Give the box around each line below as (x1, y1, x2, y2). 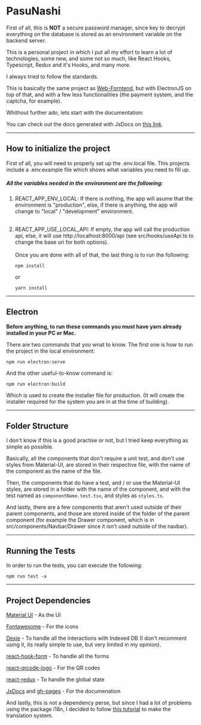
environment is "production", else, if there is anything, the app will (14, 201, 178, 208)
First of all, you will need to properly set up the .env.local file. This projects (6, 159, 190, 166)
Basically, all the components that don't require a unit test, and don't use (6, 455, 185, 462)
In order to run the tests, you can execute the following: (6, 562, 142, 569)
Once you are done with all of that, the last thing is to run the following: (14, 251, 190, 258)
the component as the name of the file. (6, 467, 102, 475)
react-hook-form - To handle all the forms (6, 652, 109, 660)
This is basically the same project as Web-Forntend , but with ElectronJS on (6, 84, 191, 91)
